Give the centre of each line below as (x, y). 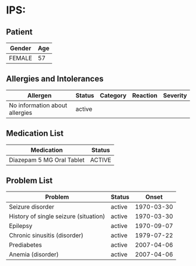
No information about (38, 105)
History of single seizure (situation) (57, 216)
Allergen (39, 96)
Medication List (35, 133)
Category (113, 96)
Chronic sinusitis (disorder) (46, 236)
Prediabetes (25, 245)
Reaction (145, 96)
